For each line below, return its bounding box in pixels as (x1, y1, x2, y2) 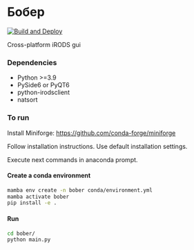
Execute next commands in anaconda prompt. (7, 155, 138, 163)
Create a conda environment (7, 171, 91, 180)
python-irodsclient (17, 88, 70, 97)
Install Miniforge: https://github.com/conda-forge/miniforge (7, 129, 176, 137)
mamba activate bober (7, 193, 70, 200)
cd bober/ (7, 230, 36, 237)
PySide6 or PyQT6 (17, 81, 70, 89)
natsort (17, 96, 38, 104)
